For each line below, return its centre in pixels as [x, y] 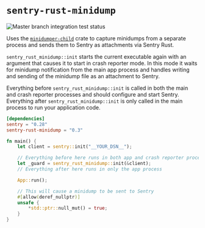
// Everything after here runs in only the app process [90, 169]
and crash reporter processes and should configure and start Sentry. [93, 94]
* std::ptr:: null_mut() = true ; [68, 208]
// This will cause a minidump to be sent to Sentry [86, 191]
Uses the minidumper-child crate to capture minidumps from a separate [96, 38]
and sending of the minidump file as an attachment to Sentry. [83, 76]
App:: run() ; [32, 180]
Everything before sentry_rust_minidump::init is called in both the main [97, 88]
